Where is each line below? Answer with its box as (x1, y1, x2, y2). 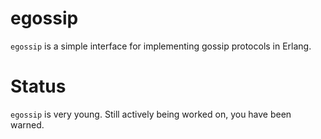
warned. (10, 118, 45, 131)
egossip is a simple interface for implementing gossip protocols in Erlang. (10, 40, 312, 52)
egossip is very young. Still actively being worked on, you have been (10, 108, 292, 120)
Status (10, 75, 67, 98)
